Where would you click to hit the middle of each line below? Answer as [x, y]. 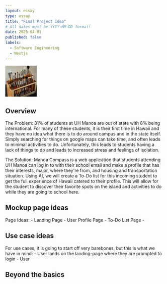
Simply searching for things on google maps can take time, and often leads [83, 139]
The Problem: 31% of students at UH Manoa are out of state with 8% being [83, 123]
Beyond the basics [35, 275]
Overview [21, 111]
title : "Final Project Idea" [36, 21]
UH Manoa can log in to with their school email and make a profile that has [82, 165]
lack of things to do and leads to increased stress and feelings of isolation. [82, 150]
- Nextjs [19, 53]
